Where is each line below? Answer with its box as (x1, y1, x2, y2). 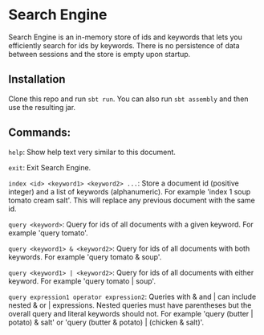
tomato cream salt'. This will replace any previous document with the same (8, 195, 255, 205)
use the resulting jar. (8, 102, 76, 112)
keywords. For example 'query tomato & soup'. (8, 251, 162, 262)
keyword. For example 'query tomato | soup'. (8, 276, 156, 286)
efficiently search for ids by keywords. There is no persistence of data (8, 40, 240, 50)
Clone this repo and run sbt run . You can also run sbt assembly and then (8, 94, 249, 104)
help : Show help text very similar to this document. (8, 147, 177, 157)
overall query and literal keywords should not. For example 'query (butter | (8, 308, 254, 318)
